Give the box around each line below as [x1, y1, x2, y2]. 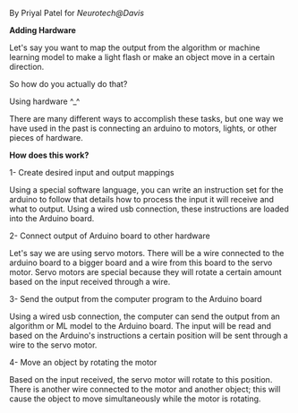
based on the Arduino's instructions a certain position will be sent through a [9, 331, 288, 340]
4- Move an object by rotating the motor [9, 357, 158, 367]
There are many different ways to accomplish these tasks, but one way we [9, 114, 284, 124]
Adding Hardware [9, 25, 76, 35]
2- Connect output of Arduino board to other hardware [9, 230, 210, 241]
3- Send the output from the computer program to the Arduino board [9, 294, 262, 304]
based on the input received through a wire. [9, 277, 171, 287]
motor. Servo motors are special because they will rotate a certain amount [9, 267, 282, 277]
